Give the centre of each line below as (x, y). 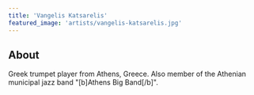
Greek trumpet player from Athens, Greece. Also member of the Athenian (127, 74)
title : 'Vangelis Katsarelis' (58, 15)
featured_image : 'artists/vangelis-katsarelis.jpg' (95, 23)
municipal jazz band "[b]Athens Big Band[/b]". (83, 82)
